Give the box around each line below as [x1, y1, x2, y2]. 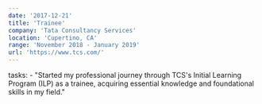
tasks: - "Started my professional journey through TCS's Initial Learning [8, 71, 242, 79]
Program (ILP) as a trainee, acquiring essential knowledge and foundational [8, 79, 254, 88]
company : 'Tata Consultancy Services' [8, 26, 137, 34]
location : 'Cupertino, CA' [8, 33, 98, 42]
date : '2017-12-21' [8, 11, 73, 20]
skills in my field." [8, 87, 66, 96]
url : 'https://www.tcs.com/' [8, 48, 105, 56]
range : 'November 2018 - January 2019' [8, 41, 141, 49]
